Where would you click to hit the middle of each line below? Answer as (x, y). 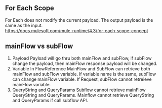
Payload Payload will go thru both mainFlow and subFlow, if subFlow (82, 58)
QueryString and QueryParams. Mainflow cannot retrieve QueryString (83, 95)
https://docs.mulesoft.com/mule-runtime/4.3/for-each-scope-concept (77, 30)
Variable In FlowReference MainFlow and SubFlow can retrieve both (81, 68)
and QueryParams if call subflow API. (50, 100)
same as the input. (24, 25)
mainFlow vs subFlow (39, 46)
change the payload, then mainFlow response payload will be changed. (85, 63)
